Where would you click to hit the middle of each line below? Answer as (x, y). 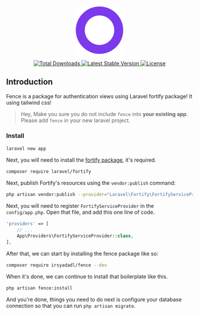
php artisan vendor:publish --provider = (57, 194)
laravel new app (26, 149)
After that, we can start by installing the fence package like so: (82, 254)
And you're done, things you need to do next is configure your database (94, 299)
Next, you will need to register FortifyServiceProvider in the (80, 205)
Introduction (30, 82)
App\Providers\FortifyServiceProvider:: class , (75, 236)
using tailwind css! (29, 102)
